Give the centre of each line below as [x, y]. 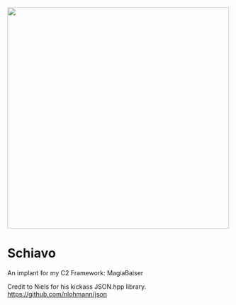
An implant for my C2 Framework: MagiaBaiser [75, 272]
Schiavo [32, 253]
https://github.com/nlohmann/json [57, 294]
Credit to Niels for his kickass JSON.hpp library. [77, 287]
